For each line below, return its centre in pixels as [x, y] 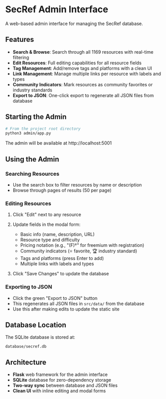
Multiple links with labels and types [57, 264]
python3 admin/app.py [28, 133]
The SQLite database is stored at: [40, 337]
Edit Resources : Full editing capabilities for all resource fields [77, 63]
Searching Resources [32, 174]
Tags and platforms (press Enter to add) [62, 259]
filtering [21, 57]
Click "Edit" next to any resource [47, 215]
